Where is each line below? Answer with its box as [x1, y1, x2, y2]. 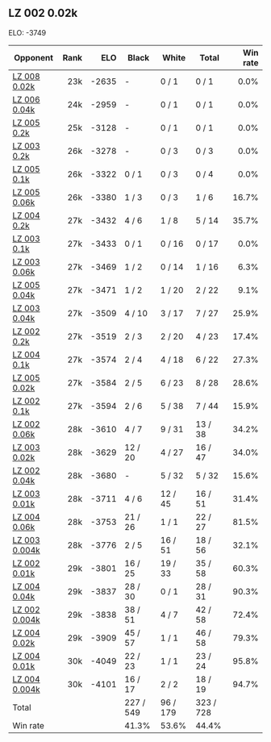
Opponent [13, 52, 54, 63]
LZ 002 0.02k [8, 6, 78, 20]
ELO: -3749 [8, 27, 47, 37]
